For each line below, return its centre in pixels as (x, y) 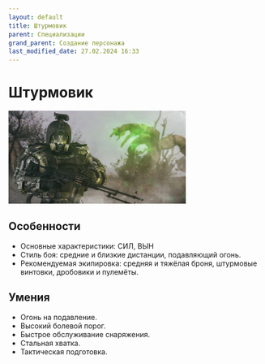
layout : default (36, 17)
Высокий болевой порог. (63, 326)
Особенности (45, 226)
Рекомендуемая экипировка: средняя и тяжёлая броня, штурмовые (139, 263)
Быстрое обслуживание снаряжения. (85, 334)
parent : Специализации (47, 34)
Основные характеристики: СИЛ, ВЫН (87, 246)
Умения (29, 298)
